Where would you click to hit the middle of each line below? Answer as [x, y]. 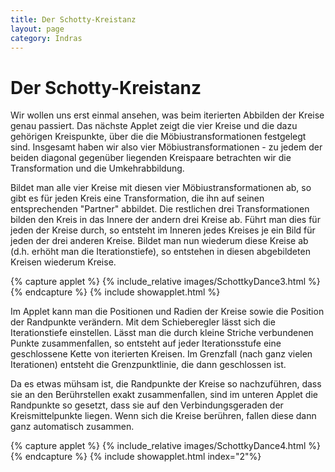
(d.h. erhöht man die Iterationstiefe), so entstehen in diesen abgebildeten [160, 252]
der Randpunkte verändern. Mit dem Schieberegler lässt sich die [143, 322]
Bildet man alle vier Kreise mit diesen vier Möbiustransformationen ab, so [161, 188]
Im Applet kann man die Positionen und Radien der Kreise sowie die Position [167, 312]
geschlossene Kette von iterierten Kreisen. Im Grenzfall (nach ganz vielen [161, 354]
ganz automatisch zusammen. [72, 427]
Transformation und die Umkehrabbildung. [97, 168]
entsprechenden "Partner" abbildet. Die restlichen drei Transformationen [160, 209]
